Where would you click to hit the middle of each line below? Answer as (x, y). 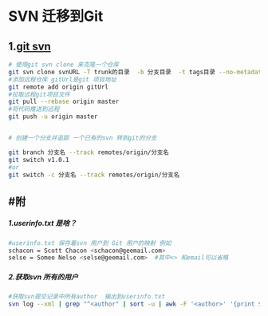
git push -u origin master (53, 117)
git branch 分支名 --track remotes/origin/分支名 (89, 152)
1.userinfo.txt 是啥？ (43, 223)
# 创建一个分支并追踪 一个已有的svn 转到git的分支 (83, 138)
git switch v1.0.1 (39, 160)
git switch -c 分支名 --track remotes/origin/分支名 (94, 175)
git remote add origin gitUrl (59, 87)
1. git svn (30, 46)
